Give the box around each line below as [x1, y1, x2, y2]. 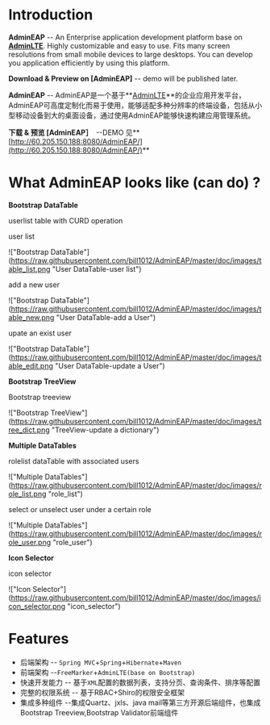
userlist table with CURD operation [8, 215, 123, 225]
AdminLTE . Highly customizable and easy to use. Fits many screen [8, 40, 231, 50]
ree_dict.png [8, 425, 50, 435]
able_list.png [8, 264, 51, 273]
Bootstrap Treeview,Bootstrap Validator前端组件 [19, 707, 179, 717]
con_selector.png [8, 601, 66, 610]
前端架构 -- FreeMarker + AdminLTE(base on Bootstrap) [19, 667, 196, 677]
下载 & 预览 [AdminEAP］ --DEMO [8, 127, 124, 137]
